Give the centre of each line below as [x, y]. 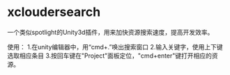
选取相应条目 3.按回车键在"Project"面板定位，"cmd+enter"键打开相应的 [110, 56]
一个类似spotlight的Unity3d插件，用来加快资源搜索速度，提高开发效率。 [110, 32]
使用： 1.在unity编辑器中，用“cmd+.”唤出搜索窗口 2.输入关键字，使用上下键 [115, 47]
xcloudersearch [54, 12]
